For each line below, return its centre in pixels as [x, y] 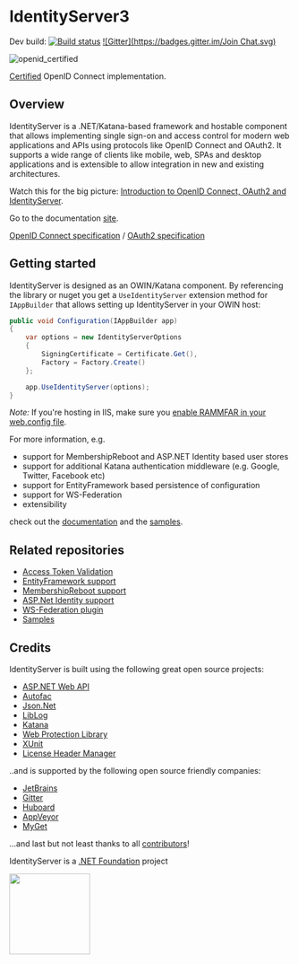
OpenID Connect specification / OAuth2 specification [107, 235]
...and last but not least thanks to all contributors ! [99, 844]
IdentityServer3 [69, 17]
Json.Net [39, 705]
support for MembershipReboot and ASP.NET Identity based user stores [155, 457]
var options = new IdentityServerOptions [103, 337]
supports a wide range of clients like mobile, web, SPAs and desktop [136, 154]
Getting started [53, 263]
